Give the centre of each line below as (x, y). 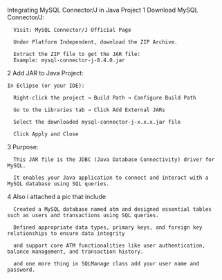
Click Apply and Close (46, 134)
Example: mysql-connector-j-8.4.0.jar (70, 60)
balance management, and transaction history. (75, 252)
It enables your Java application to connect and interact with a (111, 178)
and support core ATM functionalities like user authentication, (110, 245)
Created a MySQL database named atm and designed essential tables (113, 209)
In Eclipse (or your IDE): (46, 86)
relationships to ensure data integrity (66, 234)
